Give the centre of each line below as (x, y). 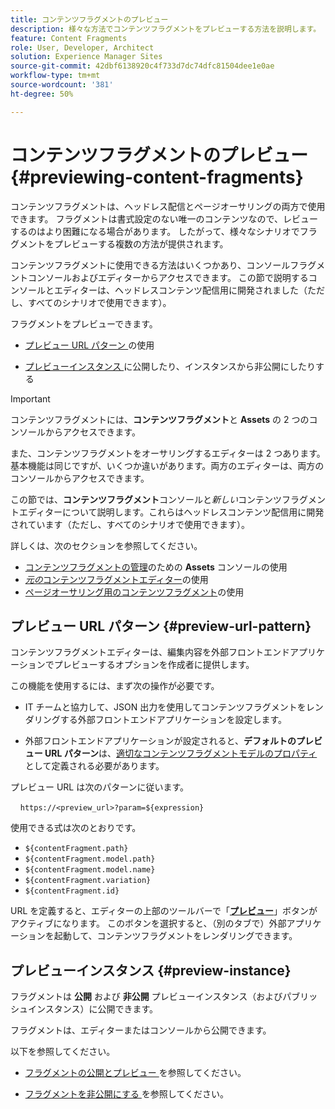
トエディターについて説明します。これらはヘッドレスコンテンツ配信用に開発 (167, 512)
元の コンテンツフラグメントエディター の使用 (116, 579)
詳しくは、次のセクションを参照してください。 (106, 545)
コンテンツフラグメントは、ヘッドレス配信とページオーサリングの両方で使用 (168, 206)
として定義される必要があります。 (94, 766)
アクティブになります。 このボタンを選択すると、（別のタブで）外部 (148, 923)
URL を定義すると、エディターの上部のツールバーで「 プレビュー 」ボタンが (164, 911)
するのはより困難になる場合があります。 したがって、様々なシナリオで (155, 231)
